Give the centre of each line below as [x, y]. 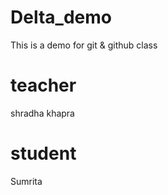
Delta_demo [61, 17]
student [43, 153]
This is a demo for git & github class [84, 45]
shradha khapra [42, 113]
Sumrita [26, 181]
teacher [43, 85]
